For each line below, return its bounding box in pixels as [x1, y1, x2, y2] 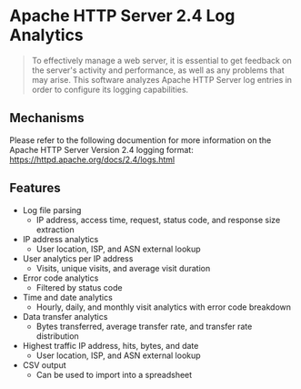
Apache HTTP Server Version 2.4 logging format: [9, 144, 194, 155]
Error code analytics [22, 272, 99, 283]
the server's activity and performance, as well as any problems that [31, 65, 285, 76]
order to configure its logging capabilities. [31, 84, 189, 95]
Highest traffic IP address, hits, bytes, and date [22, 340, 199, 351]
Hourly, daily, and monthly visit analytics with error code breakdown [35, 302, 292, 312]
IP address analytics [22, 233, 99, 244]
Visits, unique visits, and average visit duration [35, 262, 211, 273]
